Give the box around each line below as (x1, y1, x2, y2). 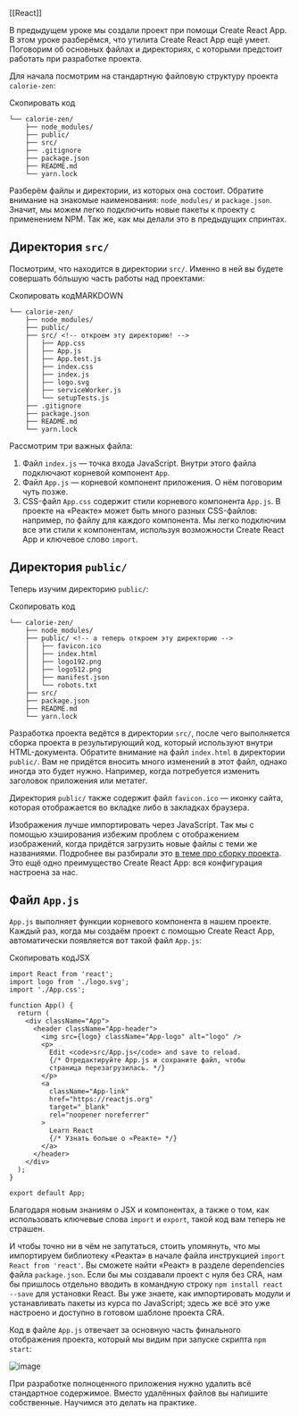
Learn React (48, 1126, 94, 1135)
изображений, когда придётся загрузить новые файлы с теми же (9, 838, 258, 848)
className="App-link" (48, 1087, 129, 1096)
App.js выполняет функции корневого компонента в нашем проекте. (9, 916, 272, 927)
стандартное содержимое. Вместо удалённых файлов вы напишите (9, 1387, 269, 1398)
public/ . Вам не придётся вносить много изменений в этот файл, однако (9, 755, 287, 767)
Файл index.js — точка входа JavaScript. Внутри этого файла (21, 458, 257, 468)
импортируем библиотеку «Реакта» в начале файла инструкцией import (9, 1251, 286, 1261)
